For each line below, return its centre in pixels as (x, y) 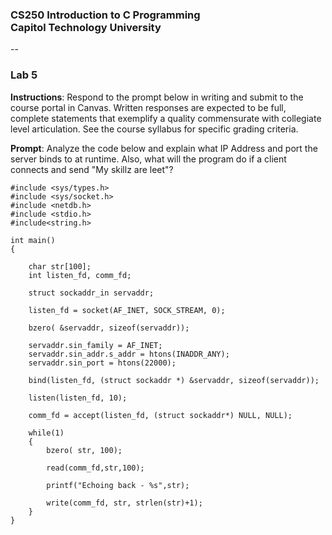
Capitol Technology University (86, 27)
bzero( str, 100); (84, 450)
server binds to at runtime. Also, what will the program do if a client (148, 159)
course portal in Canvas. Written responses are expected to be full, (148, 107)
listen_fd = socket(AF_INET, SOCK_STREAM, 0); (127, 310)
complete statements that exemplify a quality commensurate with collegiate (166, 118)
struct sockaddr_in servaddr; (91, 293)
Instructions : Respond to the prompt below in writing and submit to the (157, 97)
